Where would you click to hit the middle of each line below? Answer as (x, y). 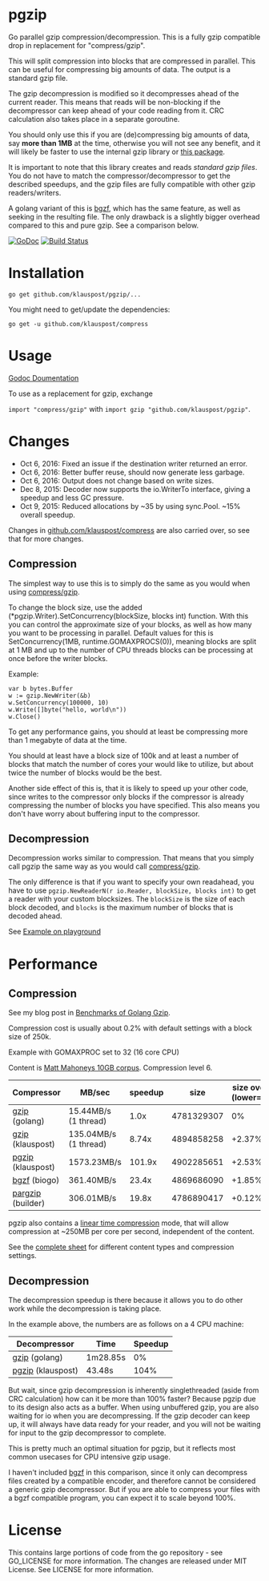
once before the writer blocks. (58, 658)
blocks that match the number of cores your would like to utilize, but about (131, 764)
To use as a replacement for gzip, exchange (81, 393)
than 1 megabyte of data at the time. (68, 740)
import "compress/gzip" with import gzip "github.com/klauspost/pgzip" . (129, 409)
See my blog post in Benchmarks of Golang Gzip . (89, 1013)
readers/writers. (35, 192)
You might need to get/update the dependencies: (89, 309)
